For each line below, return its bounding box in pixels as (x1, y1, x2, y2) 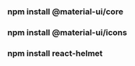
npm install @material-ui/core (7, 6, 124, 17)
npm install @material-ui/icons (7, 26, 128, 37)
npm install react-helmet (7, 47, 103, 58)
